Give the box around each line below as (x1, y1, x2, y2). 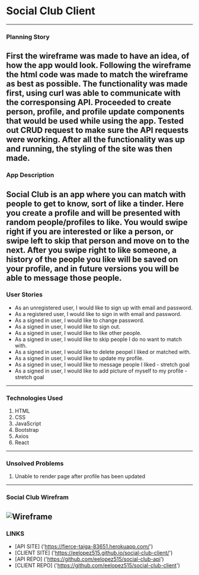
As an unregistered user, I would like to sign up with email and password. (14, 304, 193, 311)
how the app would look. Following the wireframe (6, 61, 191, 71)
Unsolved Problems (6, 459, 64, 467)
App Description (6, 171, 54, 179)
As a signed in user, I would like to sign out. (14, 323, 121, 330)
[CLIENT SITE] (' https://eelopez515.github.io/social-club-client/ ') (14, 549, 173, 557)
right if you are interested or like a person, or (6, 226, 174, 236)
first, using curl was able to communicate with (6, 88, 181, 99)
